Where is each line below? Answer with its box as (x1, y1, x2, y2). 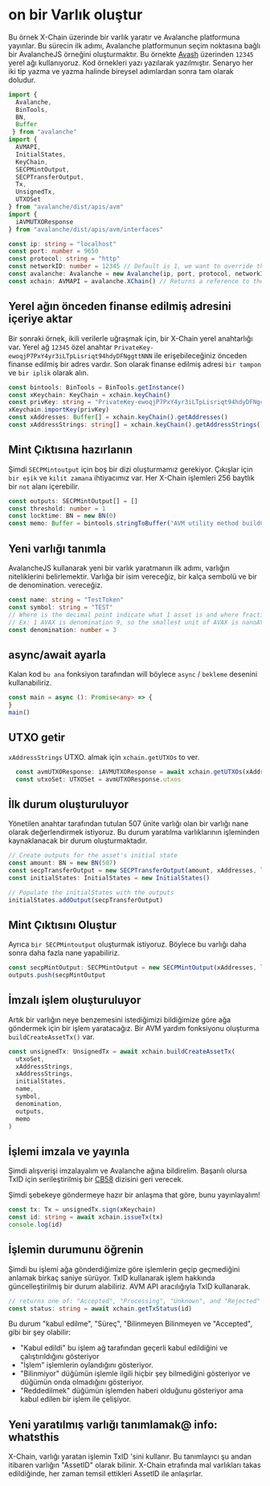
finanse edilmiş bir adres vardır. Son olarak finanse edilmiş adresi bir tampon (8, 359, 262, 369)
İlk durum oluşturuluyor (8, 797, 129, 811)
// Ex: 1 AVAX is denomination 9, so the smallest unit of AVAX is (8, 618, 239, 626)
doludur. (8, 75, 36, 85)
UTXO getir (8, 731, 66, 745)
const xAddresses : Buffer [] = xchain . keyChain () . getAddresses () (8, 413, 228, 422)
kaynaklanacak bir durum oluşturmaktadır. (8, 836, 148, 846)
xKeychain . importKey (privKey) (8, 406, 110, 414)
